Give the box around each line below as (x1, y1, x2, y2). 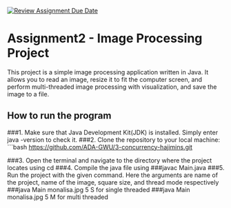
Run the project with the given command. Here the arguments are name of (7, 171, 219, 179)
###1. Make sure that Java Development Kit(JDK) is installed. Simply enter (7, 128, 219, 136)
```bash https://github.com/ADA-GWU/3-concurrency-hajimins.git (7, 143, 193, 151)
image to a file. (7, 90, 50, 98)
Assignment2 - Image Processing (7, 31, 203, 46)
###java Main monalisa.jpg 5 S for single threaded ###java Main (7, 185, 191, 194)
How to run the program (7, 110, 112, 122)
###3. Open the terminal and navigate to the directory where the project (7, 156, 212, 165)
